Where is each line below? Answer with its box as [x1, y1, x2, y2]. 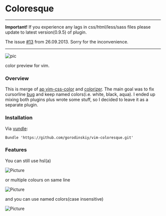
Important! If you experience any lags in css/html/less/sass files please [5, 24, 151, 30]
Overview [5, 75, 29, 82]
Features [5, 146, 27, 153]
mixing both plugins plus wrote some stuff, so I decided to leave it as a [5, 97, 149, 103]
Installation [5, 114, 33, 121]
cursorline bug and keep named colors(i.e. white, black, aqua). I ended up [5, 91, 156, 97]
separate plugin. [5, 102, 39, 108]
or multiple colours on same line [5, 176, 71, 183]
